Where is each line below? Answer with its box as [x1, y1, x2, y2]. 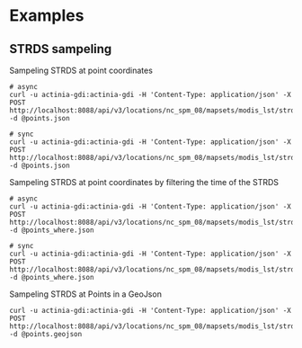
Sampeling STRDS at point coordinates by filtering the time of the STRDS [9, 177, 280, 187]
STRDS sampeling [9, 41, 112, 57]
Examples [9, 5, 84, 26]
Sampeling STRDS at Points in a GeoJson [9, 289, 162, 299]
